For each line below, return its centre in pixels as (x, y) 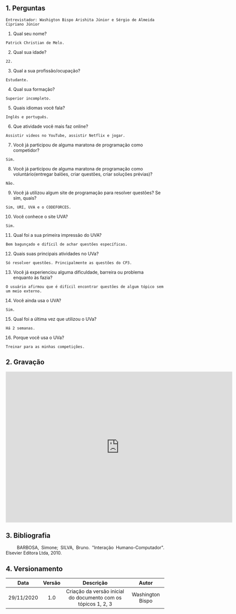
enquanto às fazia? (33, 277)
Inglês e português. (27, 117)
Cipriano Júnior (23, 24)
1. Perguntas (26, 8)
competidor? (26, 150)
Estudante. (17, 80)
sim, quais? (25, 198)
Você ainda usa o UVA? (37, 300)
